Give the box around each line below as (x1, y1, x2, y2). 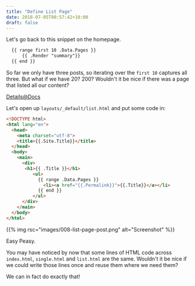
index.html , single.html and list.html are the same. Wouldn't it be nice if (6, 255, 187, 262)
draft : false (6, 20, 38, 25)
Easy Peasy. (6, 237, 36, 245)
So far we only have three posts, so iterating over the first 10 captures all (6, 69, 188, 76)
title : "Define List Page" (6, 8, 73, 15)
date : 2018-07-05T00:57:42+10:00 (6, 14, 89, 20)
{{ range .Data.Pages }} (37, 176, 99, 182)
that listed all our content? (6, 82, 70, 89)
